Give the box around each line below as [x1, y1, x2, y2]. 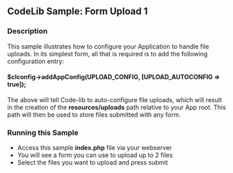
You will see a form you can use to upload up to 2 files [17, 151, 173, 159]
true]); [7, 80, 26, 89]
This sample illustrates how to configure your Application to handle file [7, 42, 209, 51]
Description [7, 26, 48, 36]
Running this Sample [7, 128, 79, 138]
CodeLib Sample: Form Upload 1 [7, 6, 148, 17]
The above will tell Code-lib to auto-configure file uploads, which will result [7, 95, 223, 104]
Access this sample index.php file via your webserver [17, 144, 172, 152]
